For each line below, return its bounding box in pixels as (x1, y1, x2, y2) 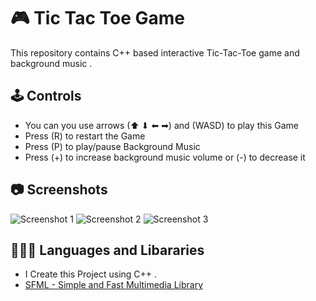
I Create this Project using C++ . (24, 268, 158, 280)
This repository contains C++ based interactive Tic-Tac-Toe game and (10, 46, 300, 59)
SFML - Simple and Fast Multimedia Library (24, 279, 204, 291)
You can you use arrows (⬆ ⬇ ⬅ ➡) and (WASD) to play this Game (24, 119, 299, 131)
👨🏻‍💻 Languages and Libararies (10, 241, 205, 259)
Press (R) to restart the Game (24, 130, 146, 142)
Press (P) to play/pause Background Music (24, 140, 201, 152)
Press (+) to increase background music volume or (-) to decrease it (24, 151, 306, 163)
